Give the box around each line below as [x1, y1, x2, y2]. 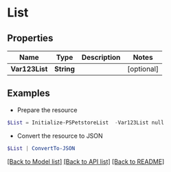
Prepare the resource [16, 105, 78, 114]
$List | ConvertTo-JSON [7, 144, 76, 152]
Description [81, 53, 121, 62]
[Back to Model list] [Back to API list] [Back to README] [7, 157, 165, 166]
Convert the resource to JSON [16, 131, 103, 140]
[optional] [126, 64, 159, 74]
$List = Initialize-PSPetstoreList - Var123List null [7, 119, 165, 126]
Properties [7, 32, 54, 44]
